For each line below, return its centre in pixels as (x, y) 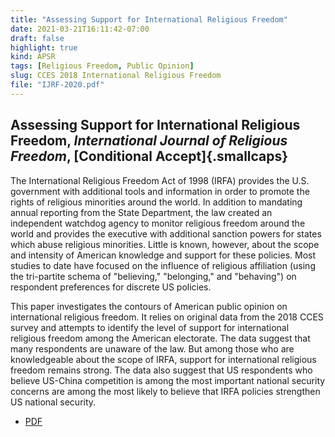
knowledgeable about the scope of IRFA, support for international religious (163, 359)
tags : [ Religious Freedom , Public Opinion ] (102, 66)
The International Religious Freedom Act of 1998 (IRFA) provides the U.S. (160, 180)
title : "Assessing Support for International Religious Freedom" (149, 19)
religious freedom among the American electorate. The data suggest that (160, 338)
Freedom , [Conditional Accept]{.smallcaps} (149, 156)
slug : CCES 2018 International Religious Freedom (116, 76)
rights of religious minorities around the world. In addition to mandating (156, 202)
